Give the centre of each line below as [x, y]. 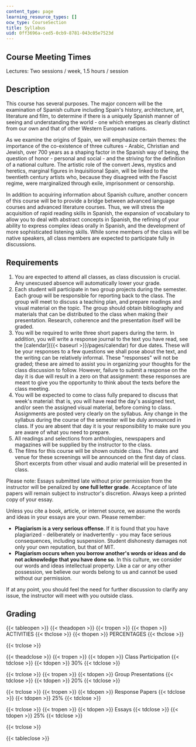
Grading [21, 614]
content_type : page [30, 11]
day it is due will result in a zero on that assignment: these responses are [102, 376]
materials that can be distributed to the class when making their [91, 314]
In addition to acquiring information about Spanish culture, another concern [97, 194]
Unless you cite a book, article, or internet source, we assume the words [93, 511]
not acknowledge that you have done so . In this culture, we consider [98, 559]
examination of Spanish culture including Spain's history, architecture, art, [95, 109]
